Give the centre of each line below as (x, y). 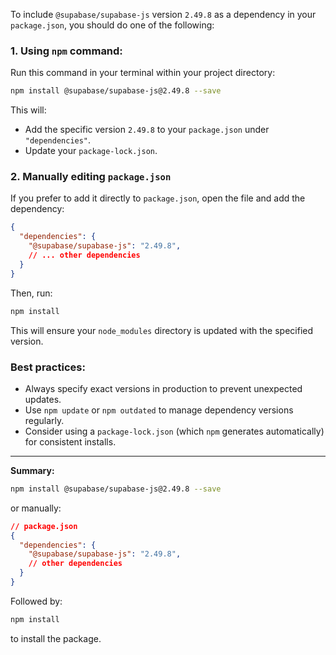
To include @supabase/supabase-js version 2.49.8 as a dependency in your (163, 14)
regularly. (44, 420)
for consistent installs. (70, 441)
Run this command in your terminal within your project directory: (143, 73)
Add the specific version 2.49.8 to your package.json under (147, 130)
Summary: (32, 470)
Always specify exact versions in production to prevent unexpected (163, 388)
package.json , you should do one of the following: (112, 25)
